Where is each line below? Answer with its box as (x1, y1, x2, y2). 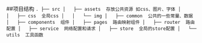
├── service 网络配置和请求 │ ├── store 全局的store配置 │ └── (28, 26, 197, 32)
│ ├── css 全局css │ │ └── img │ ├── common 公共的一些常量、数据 (6, 13, 194, 19)
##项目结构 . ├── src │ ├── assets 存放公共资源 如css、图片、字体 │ (6, 5, 181, 12)
